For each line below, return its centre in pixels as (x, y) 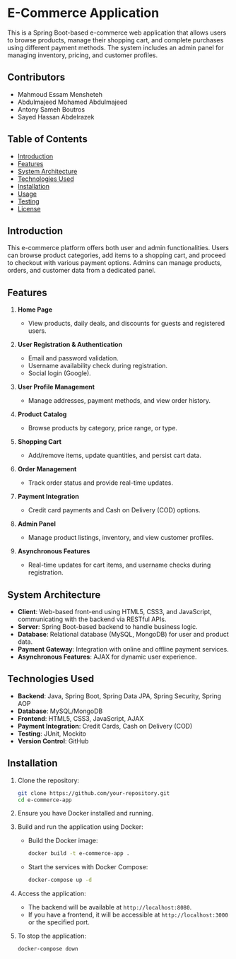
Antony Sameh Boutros (51, 109)
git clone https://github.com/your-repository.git (94, 793)
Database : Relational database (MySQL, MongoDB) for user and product (123, 634)
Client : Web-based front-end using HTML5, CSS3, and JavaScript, (114, 612)
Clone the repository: (48, 780)
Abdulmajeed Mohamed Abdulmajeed (72, 102)
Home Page (35, 310)
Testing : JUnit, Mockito (52, 734)
